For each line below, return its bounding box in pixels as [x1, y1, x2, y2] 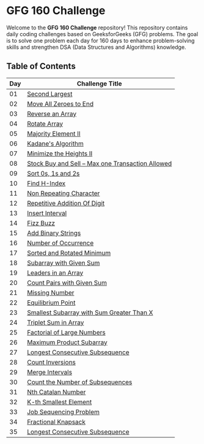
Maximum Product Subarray [27, 338, 108, 346]
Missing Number [27, 288, 75, 297]
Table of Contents [6, 61, 76, 72]
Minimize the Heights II [27, 149, 93, 158]
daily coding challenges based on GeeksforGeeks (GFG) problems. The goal [6, 30, 199, 37]
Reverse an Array [27, 109, 77, 118]
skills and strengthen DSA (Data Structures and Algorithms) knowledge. [6, 43, 186, 51]
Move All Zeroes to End [27, 99, 93, 108]
